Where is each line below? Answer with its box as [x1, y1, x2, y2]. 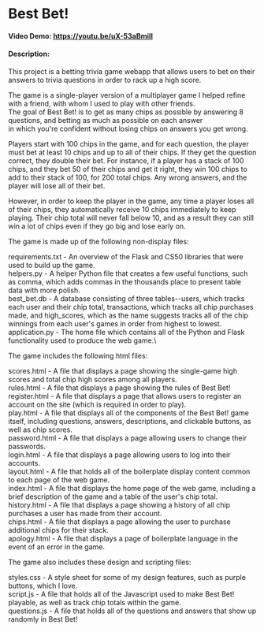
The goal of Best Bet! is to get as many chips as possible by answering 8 [8, 107, 244, 117]
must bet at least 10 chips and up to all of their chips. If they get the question [8, 147, 257, 157]
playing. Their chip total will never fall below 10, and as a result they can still [8, 213, 255, 222]
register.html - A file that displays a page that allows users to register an [8, 391, 242, 400]
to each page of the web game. [8, 474, 110, 485]
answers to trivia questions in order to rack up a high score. [8, 75, 202, 84]
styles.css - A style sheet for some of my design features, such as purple [8, 572, 247, 582]
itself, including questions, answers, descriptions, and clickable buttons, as [8, 416, 251, 426]
